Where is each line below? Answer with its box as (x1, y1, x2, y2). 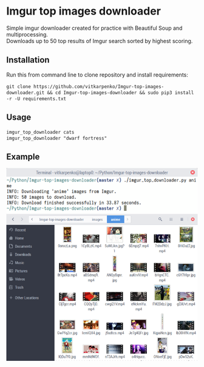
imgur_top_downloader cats (6, 129, 75, 135)
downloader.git (6, 89, 45, 95)
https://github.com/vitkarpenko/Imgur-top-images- (33, 83, 165, 89)
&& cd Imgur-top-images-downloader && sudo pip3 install (47, 89, 194, 95)
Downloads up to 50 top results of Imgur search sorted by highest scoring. (6, 37, 193, 44)
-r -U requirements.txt (6, 95, 67, 101)
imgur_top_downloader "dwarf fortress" (6, 135, 107, 141)
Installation (6, 55, 50, 65)
